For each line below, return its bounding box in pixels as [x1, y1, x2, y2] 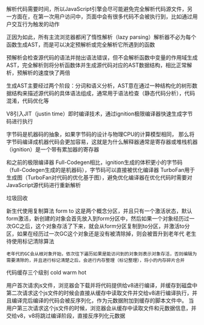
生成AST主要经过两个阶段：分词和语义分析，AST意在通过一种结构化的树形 [6, 82, 192, 89]
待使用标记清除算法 [6, 238, 55, 245]
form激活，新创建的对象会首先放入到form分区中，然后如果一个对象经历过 [6, 215, 189, 222]
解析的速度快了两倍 [22, 69, 70, 76]
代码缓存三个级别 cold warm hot [6, 269, 87, 276]
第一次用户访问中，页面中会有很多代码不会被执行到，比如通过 [38, 13, 192, 20]
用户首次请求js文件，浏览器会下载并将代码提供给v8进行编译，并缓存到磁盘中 [6, 282, 198, 289]
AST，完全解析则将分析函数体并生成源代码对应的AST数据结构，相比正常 [6, 61, 187, 69]
